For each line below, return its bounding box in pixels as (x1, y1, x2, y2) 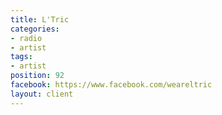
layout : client (10, 89, 74, 99)
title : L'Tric (10, 14, 70, 25)
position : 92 (10, 71, 65, 81)
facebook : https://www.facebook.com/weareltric (10, 80, 213, 90)
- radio (10, 33, 43, 43)
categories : (10, 24, 60, 34)
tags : (10, 52, 33, 62)
